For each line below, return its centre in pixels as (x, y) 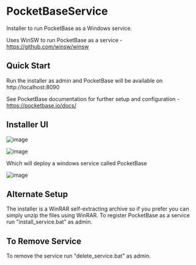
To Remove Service (44, 241)
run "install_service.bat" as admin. (49, 222)
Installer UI (27, 125)
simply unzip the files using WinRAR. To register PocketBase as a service (98, 215)
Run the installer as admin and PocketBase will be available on (85, 80)
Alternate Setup (37, 194)
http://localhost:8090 (33, 87)
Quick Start (28, 66)
